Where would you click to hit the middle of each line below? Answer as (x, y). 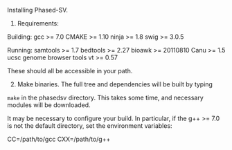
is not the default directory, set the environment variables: (90, 126)
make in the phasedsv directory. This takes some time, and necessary (106, 97)
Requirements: (38, 23)
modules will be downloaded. (49, 105)
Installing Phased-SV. (37, 10)
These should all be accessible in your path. (70, 71)
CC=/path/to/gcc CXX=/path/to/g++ (59, 139)
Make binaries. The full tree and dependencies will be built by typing (115, 84)
